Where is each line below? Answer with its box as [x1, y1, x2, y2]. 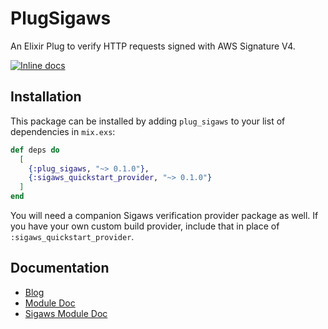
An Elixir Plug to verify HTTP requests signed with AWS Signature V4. [10, 40, 296, 52]
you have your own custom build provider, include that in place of [10, 220, 280, 232]
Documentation [10, 260, 110, 277]
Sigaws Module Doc [24, 307, 108, 319]
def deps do [10, 145, 60, 155]
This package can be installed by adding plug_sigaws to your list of [10, 115, 286, 127]
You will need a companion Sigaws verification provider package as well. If [10, 210, 319, 221]
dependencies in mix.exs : [10, 125, 116, 137]
